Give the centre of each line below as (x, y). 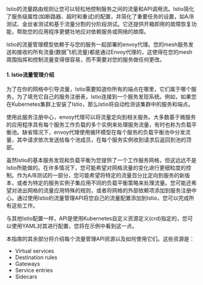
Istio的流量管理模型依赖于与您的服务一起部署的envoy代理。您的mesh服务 (97, 44)
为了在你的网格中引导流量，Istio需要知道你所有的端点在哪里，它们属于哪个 (99, 89)
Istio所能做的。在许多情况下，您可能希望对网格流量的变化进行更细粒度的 (96, 168)
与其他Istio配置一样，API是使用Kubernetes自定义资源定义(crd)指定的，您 (97, 218)
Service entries (34, 270)
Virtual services (34, 251)
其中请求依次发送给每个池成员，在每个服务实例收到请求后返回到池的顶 (104, 140)
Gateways (27, 264)
